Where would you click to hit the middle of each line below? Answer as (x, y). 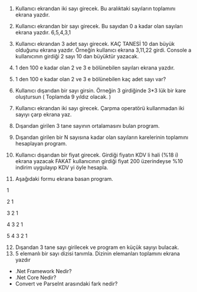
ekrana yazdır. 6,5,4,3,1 (43, 32)
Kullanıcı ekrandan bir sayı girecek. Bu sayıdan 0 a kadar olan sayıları (99, 26)
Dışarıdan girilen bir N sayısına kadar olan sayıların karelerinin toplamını (101, 137)
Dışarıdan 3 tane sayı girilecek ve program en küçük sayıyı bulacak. (97, 247)
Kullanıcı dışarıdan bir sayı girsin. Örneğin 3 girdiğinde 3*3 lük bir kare (101, 90)
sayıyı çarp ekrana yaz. (43, 115)
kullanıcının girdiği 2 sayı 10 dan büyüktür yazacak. (77, 56)
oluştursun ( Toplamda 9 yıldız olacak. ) (63, 97)
